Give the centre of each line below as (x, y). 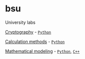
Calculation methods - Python (35, 41)
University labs (20, 22)
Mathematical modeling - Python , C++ (42, 51)
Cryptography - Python (28, 32)
